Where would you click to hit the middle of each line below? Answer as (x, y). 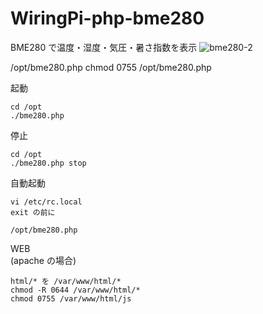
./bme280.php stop (48, 163)
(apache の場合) (43, 260)
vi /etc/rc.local (46, 202)
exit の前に (33, 212)
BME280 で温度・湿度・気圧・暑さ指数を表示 (104, 47)
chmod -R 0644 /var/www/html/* (75, 290)
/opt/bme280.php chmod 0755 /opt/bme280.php (111, 67)
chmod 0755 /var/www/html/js (71, 298)
